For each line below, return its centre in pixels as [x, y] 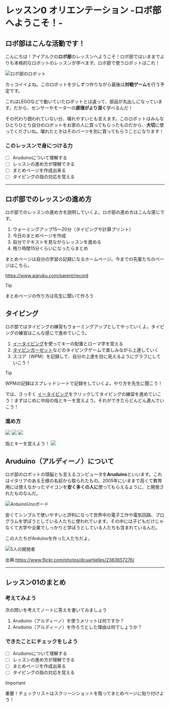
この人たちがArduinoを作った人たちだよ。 [49, 539]
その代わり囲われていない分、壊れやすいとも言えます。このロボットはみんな [85, 119]
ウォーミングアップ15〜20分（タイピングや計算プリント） [73, 229]
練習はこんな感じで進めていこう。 [54, 333]
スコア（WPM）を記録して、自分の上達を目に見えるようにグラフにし [84, 357]
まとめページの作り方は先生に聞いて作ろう [50, 296]
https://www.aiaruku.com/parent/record [47, 276]
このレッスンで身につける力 [39, 146]
